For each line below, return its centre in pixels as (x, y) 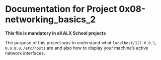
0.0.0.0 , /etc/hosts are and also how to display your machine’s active (77, 48)
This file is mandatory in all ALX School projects (55, 33)
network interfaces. (25, 53)
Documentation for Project (61, 9)
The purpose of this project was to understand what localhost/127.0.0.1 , (81, 42)
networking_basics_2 (50, 19)
